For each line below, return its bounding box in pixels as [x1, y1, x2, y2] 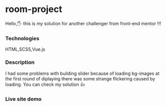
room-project [5, 4, 63, 15]
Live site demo [5, 95, 42, 102]
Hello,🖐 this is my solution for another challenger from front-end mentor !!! [5, 20, 161, 26]
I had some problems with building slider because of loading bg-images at [5, 70, 160, 76]
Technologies [5, 35, 39, 42]
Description [5, 59, 35, 66]
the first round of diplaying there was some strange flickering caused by [5, 75, 155, 81]
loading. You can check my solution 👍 [5, 81, 85, 87]
